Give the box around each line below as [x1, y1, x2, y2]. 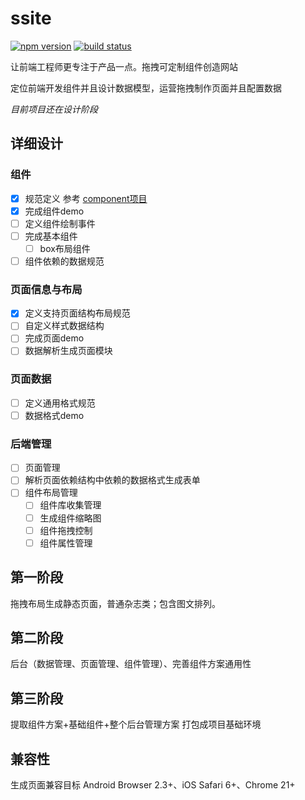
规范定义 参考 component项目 [24, 192, 148, 204]
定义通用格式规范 [24, 397, 96, 409]
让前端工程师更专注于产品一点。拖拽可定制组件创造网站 [10, 60, 238, 72]
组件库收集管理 [39, 499, 102, 511]
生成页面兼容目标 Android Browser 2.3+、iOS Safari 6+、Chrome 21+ [10, 778, 296, 791]
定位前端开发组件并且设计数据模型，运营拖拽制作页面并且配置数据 [10, 82, 282, 94]
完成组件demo [24, 205, 85, 217]
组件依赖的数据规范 [24, 255, 105, 267]
